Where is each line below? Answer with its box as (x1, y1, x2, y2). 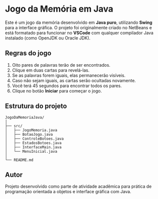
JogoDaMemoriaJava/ (5, 115, 45, 120)
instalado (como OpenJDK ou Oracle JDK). (5, 35, 91, 41)
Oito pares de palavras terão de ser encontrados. (12, 62, 111, 68)
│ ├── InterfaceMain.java (5, 145, 62, 149)
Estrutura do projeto (5, 102, 67, 110)
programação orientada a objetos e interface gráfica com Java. (5, 189, 132, 195)
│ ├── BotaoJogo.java (5, 132, 53, 137)
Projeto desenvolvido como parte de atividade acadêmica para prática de (5, 183, 152, 189)
